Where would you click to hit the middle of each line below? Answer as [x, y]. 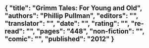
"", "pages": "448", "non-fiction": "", [85, 31]
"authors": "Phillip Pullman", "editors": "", [71, 16]
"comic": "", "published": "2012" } [59, 39]
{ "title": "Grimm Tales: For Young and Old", [73, 8]
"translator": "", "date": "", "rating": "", [67, 24]
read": [15, 31]
